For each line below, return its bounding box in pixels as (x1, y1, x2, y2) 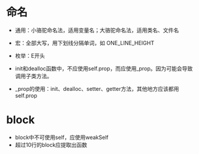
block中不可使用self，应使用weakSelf (14, 134, 109, 141)
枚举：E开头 (14, 52, 45, 59)
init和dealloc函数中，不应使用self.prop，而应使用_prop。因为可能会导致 (14, 64, 193, 72)
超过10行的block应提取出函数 (14, 141, 87, 148)
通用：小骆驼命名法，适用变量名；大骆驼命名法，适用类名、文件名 (14, 26, 179, 34)
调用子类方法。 (14, 72, 52, 79)
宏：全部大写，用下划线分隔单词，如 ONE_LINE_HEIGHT (14, 39, 155, 46)
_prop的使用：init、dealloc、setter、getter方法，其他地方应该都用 (14, 85, 179, 92)
